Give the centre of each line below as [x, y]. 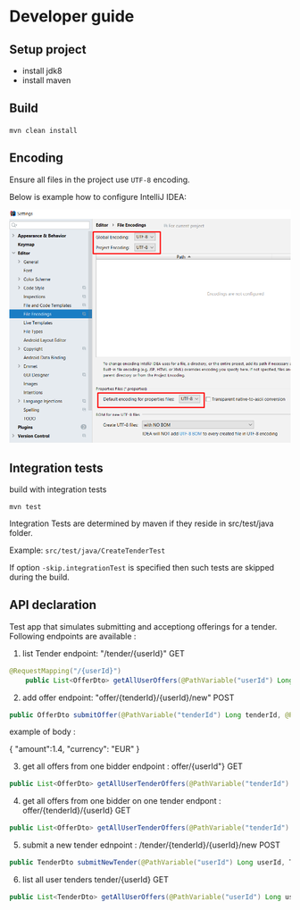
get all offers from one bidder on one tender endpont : [121, 801]
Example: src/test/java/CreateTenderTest [87, 550]
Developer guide [72, 17]
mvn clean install [43, 130]
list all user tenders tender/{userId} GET [96, 880]
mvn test [25, 507]
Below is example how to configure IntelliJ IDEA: [98, 196]
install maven [46, 80]
